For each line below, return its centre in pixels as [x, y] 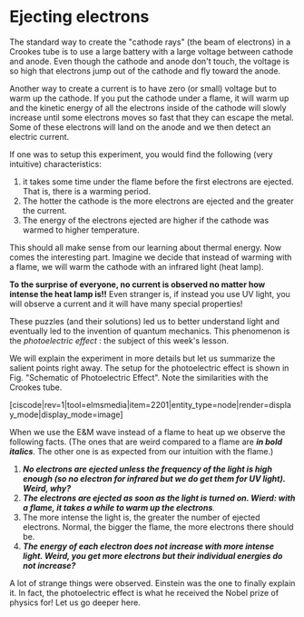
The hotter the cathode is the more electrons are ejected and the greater [158, 201]
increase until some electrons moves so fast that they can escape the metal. [152, 117]
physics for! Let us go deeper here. [75, 602]
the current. [44, 210]
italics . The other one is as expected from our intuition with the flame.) [142, 451]
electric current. [39, 136]
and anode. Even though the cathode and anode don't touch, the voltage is [150, 61]
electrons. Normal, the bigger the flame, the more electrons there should [158, 527]
